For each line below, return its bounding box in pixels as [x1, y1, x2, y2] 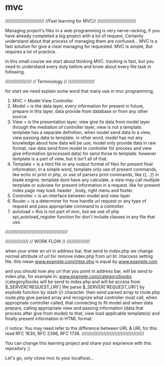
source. [12, 113, 28, 119]
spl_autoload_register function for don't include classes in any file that [12, 214, 155, 220]
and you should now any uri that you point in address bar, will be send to [5, 268, 153, 274]
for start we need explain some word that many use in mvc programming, [5, 88, 154, 94]
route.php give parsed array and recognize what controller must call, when [5, 294, 157, 300]
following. [5, 69, 25, 74]
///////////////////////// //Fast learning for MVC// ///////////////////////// [5, 18, 136, 24]
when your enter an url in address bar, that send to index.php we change [5, 248, 153, 254]
